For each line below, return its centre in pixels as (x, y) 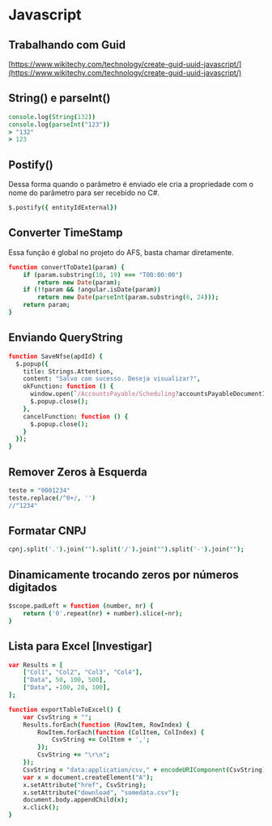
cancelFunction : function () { (76, 416)
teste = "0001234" (39, 490)
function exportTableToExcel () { (65, 709)
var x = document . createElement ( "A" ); (88, 777)
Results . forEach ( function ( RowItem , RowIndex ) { (106, 725)
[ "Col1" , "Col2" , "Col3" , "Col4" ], (83, 673)
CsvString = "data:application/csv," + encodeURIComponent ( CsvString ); (146, 770)
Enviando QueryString (66, 338)
